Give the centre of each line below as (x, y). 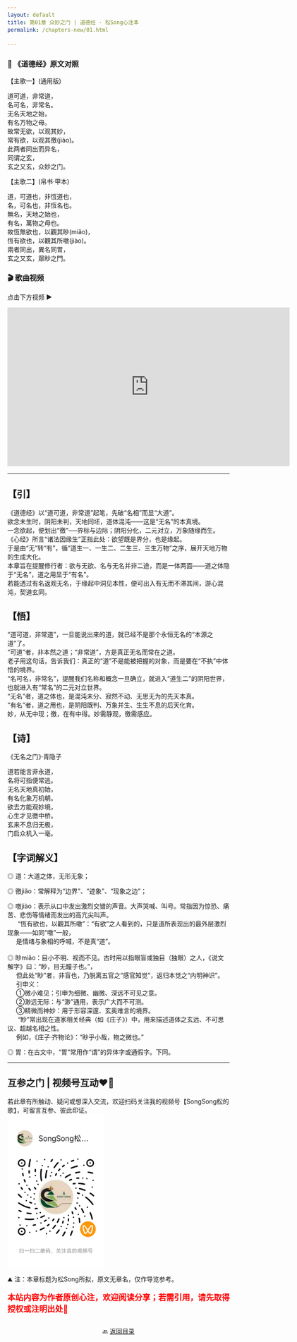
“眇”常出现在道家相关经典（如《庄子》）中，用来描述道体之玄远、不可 (117, 1020)
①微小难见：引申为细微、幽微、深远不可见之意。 (88, 993)
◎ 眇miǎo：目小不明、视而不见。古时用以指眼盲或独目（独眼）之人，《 (109, 958)
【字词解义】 (35, 858)
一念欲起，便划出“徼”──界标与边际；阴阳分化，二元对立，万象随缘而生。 (114, 530)
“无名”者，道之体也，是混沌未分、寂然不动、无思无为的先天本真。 (103, 696)
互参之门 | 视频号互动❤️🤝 (61, 1083)
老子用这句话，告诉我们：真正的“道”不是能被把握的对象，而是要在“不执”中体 (118, 661)
